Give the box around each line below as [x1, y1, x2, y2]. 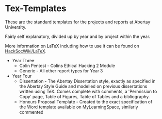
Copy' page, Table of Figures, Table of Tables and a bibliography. [19, 93, 150, 100]
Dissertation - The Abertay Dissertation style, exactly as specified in [19, 78, 156, 84]
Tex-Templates [5, 3, 66, 14]
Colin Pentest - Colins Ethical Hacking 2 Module [19, 63, 115, 68]
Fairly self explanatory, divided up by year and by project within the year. [5, 34, 150, 39]
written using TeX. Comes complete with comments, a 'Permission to [19, 88, 157, 94]
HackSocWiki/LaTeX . [5, 48, 47, 54]
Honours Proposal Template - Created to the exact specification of [19, 99, 153, 104]
